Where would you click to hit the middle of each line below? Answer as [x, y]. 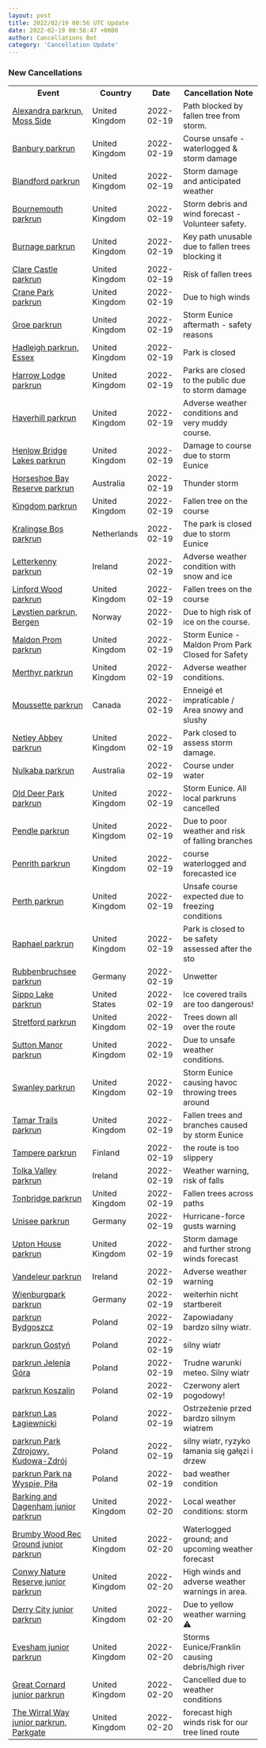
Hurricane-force [214, 1216]
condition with [209, 567]
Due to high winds [217, 297]
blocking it [203, 257]
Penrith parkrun [41, 864]
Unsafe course [211, 887]
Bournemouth [38, 209]
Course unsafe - [214, 139]
